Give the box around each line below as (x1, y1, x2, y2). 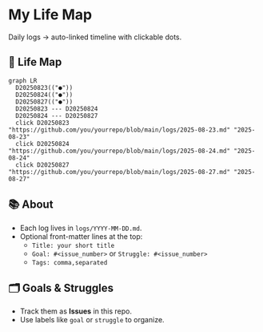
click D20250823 (15, 119, 70, 127)
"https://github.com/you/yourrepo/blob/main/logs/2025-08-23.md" (8, 126, 230, 134)
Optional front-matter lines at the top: (19, 231, 143, 241)
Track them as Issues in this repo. (19, 306, 133, 316)
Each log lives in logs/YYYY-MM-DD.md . (19, 223, 142, 233)
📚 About (8, 198, 54, 212)
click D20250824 (15, 140, 70, 148)
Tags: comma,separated (31, 258, 108, 266)
